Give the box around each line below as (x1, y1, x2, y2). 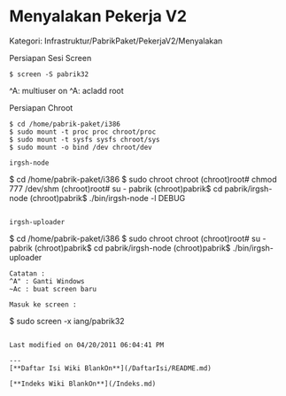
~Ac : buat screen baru (9, 284, 97, 293)
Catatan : (9, 268, 46, 278)
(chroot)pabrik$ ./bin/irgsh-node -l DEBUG (29, 192, 186, 203)
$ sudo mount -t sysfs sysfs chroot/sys (9, 135, 161, 144)
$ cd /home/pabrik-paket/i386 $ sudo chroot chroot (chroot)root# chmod (9, 174, 277, 184)
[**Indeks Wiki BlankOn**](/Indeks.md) (9, 379, 157, 388)
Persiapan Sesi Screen (9, 52, 92, 63)
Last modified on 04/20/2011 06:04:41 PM (9, 340, 165, 349)
